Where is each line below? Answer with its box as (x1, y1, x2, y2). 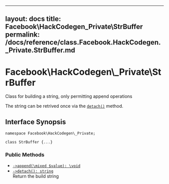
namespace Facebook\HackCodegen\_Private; (5, 131, 96, 136)
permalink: (5, 31, 40, 39)
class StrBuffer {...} (5, 140, 53, 145)
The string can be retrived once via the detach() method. (5, 103, 123, 109)
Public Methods (5, 151, 45, 158)
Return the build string (12, 173, 59, 179)
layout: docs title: (5, 15, 61, 23)
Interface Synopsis (5, 117, 66, 126)
